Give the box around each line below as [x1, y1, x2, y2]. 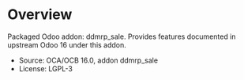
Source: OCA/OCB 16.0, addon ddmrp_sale [18, 55, 159, 65]
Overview [7, 6, 73, 24]
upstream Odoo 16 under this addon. [7, 40, 127, 49]
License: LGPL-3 [18, 63, 73, 73]
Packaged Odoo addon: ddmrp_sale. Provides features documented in [7, 32, 236, 41]
